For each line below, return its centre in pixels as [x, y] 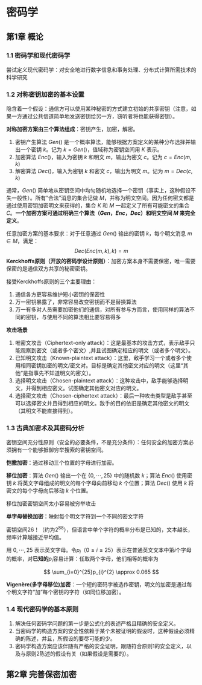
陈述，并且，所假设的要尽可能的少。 [71, 638]
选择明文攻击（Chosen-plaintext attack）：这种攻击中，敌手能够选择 [99, 381]
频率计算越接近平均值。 [35, 537]
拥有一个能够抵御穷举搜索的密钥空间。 [59, 450]
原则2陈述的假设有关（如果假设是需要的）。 [79, 654]
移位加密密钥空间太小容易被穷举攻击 [51, 503]
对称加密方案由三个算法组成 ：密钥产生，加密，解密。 [72, 129]
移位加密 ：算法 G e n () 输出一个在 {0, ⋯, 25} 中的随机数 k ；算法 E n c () [91, 476]
